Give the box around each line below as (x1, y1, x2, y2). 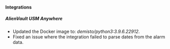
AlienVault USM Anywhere (5, 16, 63, 22)
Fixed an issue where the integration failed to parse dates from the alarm (12, 33, 165, 40)
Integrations (5, 4, 32, 10)
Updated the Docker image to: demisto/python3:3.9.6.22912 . (12, 28, 140, 34)
